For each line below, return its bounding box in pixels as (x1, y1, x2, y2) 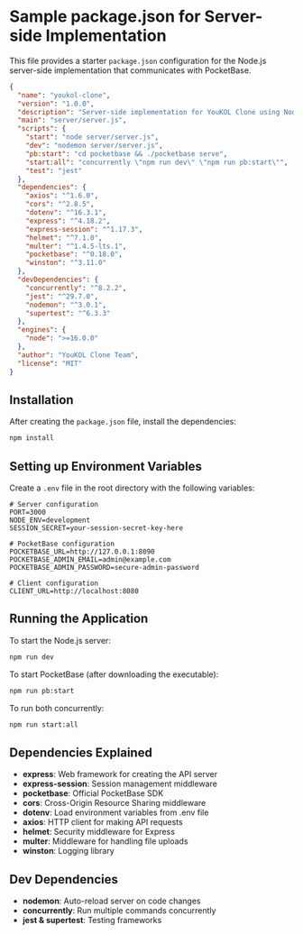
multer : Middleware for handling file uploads (22, 836, 188, 847)
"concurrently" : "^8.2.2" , (25, 283, 127, 292)
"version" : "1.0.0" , (17, 99, 95, 108)
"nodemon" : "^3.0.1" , (25, 300, 106, 309)
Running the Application (9, 611, 149, 627)
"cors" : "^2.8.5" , (25, 200, 95, 209)
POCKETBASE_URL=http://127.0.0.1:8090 (9, 547, 155, 556)
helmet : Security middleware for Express (22, 827, 176, 838)
